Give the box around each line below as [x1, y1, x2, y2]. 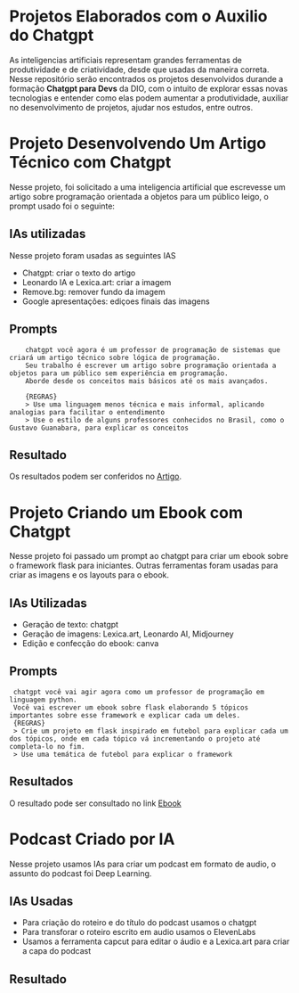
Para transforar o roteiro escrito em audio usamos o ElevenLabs [21, 927, 256, 938]
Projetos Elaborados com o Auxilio [9, 6, 268, 27]
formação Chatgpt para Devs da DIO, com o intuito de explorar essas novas [9, 83, 288, 94]
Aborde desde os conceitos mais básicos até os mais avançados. [25, 376, 269, 385]
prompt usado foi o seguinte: [9, 201, 116, 211]
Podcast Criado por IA [9, 829, 175, 849]
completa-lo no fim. [9, 742, 86, 751]
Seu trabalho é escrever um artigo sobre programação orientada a [25, 361, 277, 370]
